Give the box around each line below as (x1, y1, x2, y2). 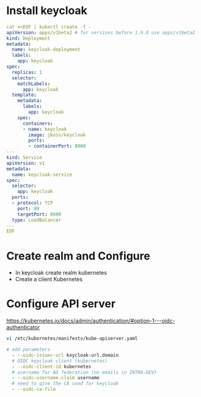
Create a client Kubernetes (15, 275, 83, 283)
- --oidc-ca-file (12, 386, 56, 393)
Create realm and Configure (6, 249, 151, 263)
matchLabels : (17, 81, 51, 87)
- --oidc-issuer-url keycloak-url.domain (12, 352, 119, 358)
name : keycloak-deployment (12, 46, 81, 53)
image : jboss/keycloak (28, 132, 86, 138)
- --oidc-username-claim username (12, 375, 100, 381)
